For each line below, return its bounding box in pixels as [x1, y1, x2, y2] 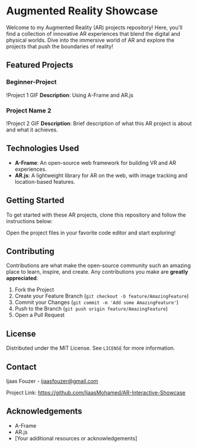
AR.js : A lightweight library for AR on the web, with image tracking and [14, 171, 188, 179]
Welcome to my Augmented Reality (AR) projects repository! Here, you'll [6, 24, 183, 31]
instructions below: [6, 217, 53, 224]
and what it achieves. [6, 126, 58, 133]
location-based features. [14, 178, 75, 185]
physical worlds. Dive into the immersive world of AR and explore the [6, 36, 175, 43]
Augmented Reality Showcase [6, 4, 158, 18]
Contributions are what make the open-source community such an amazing [6, 262, 191, 269]
